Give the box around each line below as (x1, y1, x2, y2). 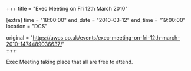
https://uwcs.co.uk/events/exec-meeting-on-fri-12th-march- (32, 34, 180, 41)
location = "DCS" (6, 23, 48, 30)
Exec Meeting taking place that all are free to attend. (6, 59, 133, 65)
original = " (6, 34, 34, 41)
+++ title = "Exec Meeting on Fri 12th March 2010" (6, 5, 128, 12)
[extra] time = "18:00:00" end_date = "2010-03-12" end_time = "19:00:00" (6, 17, 186, 23)
